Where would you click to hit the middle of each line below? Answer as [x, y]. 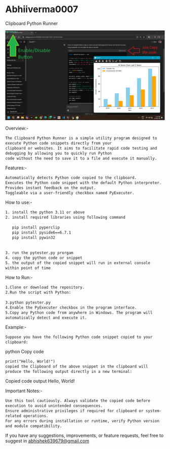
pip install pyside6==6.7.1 [41, 233]
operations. [36, 416]
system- [154, 411]
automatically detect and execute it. [46, 318]
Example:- [16, 327]
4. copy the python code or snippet [44, 258]
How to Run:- [19, 278]
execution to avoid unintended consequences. [54, 406]
